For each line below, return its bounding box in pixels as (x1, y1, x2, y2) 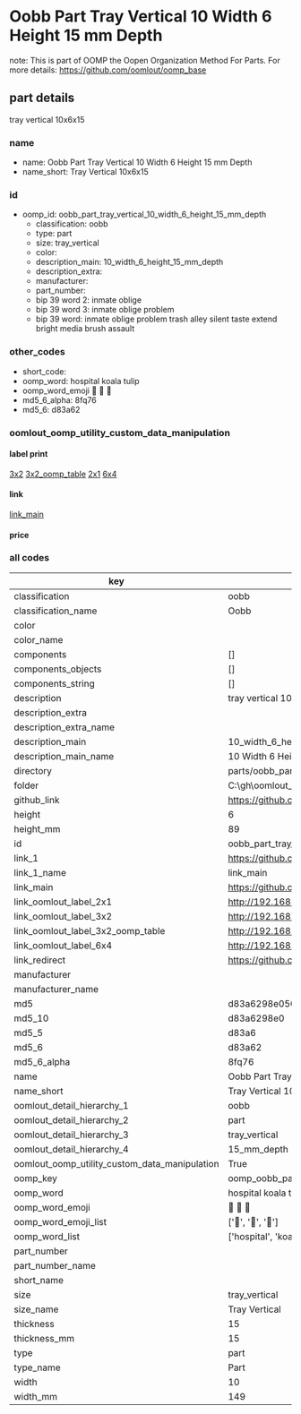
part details (9, 90, 75, 106)
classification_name (13, 604, 98, 617)
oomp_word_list (13, 1230, 81, 1242)
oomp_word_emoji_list (13, 1215, 107, 1228)
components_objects (13, 663, 102, 675)
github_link (13, 793, 60, 806)
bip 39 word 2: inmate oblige (35, 295, 142, 305)
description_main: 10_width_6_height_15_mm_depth (35, 257, 224, 268)
